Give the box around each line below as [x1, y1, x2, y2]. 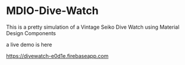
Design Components [6, 29, 56, 36]
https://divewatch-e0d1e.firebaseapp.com [6, 52, 109, 59]
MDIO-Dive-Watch [6, 4, 99, 18]
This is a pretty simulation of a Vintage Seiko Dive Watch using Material [6, 23, 180, 30]
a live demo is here [6, 41, 52, 48]
